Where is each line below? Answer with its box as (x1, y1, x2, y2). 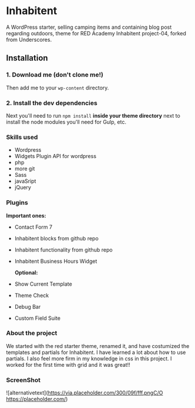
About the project (6, 329, 58, 337)
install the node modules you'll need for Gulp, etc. (6, 118, 126, 125)
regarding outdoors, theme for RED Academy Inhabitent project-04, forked (6, 29, 186, 36)
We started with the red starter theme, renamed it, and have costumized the (6, 342, 190, 349)
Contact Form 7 (14, 223, 53, 230)
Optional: (14, 269, 38, 276)
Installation (6, 53, 48, 63)
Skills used (6, 133, 38, 141)
